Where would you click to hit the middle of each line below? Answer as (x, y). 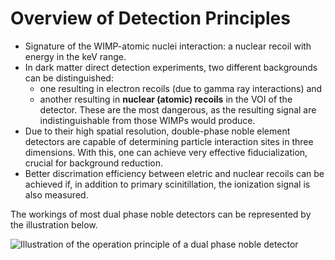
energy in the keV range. (75, 56)
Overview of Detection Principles (150, 18)
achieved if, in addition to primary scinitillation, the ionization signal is (167, 184)
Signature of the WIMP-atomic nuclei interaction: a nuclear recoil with (168, 46)
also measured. (56, 194)
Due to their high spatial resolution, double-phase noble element (157, 131)
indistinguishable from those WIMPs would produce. (147, 120)
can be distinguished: (69, 78)
